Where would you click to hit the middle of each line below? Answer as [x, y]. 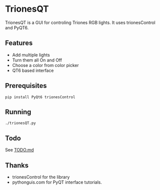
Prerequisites [26, 86]
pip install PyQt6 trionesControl [40, 97]
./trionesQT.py [21, 123]
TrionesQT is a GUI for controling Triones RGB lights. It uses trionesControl [80, 22]
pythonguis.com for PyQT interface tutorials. [57, 182]
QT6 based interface [33, 70]
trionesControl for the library [41, 177]
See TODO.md [20, 150]
